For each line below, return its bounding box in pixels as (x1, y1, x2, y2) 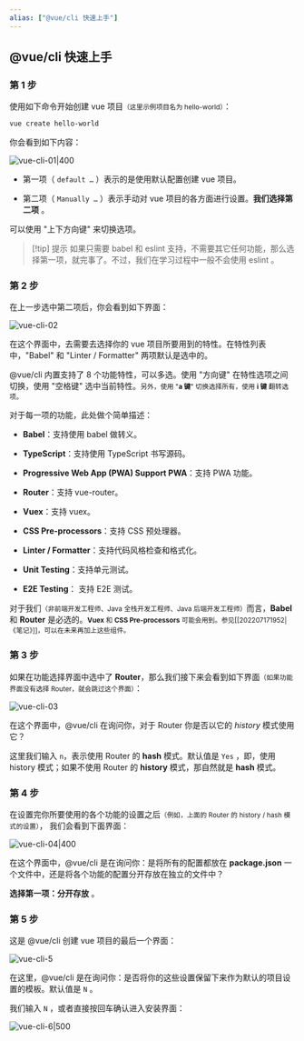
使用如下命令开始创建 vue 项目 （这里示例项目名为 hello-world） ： (9, 101, 231, 112)
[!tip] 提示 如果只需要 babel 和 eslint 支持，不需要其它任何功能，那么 (31, 243, 288, 255)
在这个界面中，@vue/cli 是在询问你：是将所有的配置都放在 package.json (9, 857, 282, 868)
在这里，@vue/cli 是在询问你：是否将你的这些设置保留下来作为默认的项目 (9, 972, 283, 983)
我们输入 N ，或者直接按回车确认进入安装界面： (9, 1003, 186, 1014)
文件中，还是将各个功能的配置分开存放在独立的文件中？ (16, 869, 224, 880)
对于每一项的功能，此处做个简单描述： (9, 410, 152, 421)
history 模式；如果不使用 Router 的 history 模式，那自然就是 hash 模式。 (9, 761, 281, 773)
